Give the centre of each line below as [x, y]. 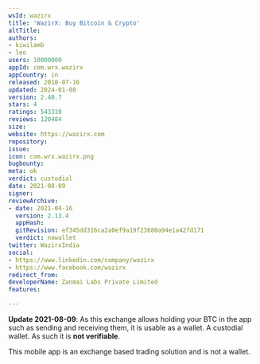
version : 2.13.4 [42, 216]
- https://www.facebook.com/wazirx [67, 268]
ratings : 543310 [35, 112]
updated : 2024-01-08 [43, 90]
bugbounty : [26, 164]
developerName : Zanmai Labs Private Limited [83, 282]
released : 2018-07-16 [44, 82]
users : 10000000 [35, 61]
